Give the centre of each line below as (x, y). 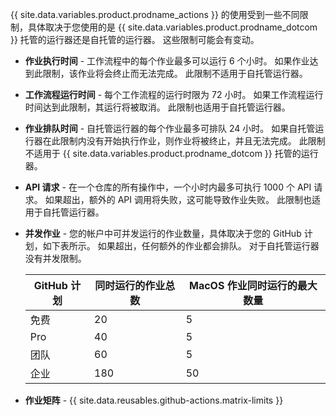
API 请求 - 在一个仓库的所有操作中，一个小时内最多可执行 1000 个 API (168, 187)
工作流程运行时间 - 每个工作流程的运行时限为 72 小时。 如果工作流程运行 (174, 94)
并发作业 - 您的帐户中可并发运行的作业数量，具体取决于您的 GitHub (163, 233)
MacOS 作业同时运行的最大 (253, 285)
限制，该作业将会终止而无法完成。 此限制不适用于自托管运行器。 (175, 73)
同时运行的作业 (130, 285)
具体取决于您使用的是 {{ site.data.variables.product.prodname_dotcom (172, 27)
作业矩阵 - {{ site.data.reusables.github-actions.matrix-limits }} (154, 400)
